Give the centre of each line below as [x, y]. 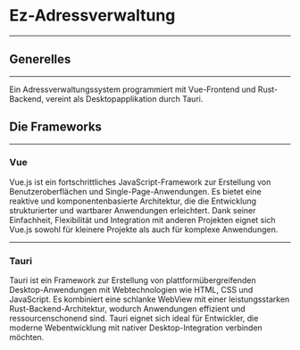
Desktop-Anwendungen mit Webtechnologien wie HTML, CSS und [131, 290]
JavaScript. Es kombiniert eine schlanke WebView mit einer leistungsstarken [150, 299]
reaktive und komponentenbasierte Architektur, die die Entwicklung [133, 201]
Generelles [40, 59]
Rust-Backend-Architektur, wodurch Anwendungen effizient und [127, 309]
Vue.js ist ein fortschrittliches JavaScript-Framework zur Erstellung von [140, 182]
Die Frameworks [56, 127]
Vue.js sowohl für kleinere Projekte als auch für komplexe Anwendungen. [144, 229]
